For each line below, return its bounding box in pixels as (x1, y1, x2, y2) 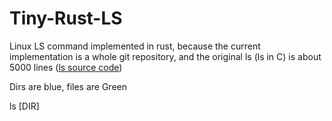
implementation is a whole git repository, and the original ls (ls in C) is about (9, 50, 322, 62)
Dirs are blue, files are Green (9, 80, 127, 92)
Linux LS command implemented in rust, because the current (9, 40, 261, 52)
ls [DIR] (9, 100, 40, 112)
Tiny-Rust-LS (9, 7, 123, 30)
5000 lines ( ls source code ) (9, 61, 123, 73)
